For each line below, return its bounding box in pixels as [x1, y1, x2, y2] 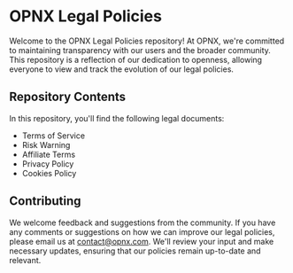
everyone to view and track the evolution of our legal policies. [9, 64, 235, 74]
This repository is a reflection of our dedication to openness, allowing [9, 54, 263, 65]
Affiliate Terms [21, 149, 76, 160]
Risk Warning [21, 139, 71, 150]
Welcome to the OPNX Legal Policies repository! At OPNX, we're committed [9, 35, 285, 46]
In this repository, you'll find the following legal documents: [9, 113, 225, 123]
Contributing [9, 193, 81, 209]
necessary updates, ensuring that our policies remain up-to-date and [9, 246, 261, 256]
